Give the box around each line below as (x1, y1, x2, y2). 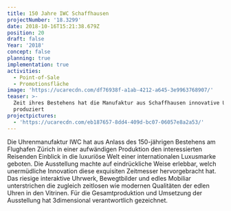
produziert (13, 106, 45, 113)
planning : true (7, 55, 51, 62)
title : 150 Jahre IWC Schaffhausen (7, 10, 109, 17)
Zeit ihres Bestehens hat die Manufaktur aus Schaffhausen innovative (13, 100, 220, 107)
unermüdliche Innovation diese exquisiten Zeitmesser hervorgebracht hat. (7, 166, 217, 175)
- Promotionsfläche (13, 80, 69, 87)
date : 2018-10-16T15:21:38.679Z (7, 23, 100, 30)
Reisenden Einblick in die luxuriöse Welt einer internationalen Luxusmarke (7, 152, 217, 160)
